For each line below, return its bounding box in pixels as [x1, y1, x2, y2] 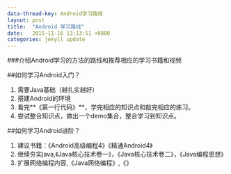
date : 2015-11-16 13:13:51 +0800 [7, 29, 111, 37]
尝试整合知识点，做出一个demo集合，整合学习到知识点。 [17, 112, 181, 120]
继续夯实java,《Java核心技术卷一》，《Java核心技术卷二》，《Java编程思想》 [17, 150, 228, 159]
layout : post [7, 17, 45, 24]
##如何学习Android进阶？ [7, 127, 81, 135]
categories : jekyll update [7, 36, 86, 43]
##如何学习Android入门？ [7, 71, 81, 79]
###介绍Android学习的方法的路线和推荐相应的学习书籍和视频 [7, 56, 182, 65]
